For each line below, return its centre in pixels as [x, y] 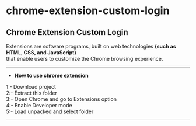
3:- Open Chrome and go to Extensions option [61, 99]
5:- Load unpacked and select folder [50, 111]
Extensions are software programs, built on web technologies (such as [91, 46]
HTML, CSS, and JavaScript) [41, 52]
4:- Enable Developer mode [39, 105]
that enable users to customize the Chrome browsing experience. [85, 59]
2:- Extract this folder [32, 93]
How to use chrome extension [51, 75]
